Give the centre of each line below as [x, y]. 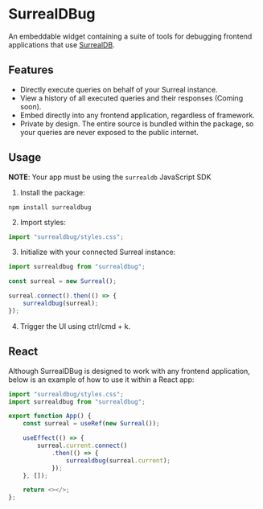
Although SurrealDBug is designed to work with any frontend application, [129, 371]
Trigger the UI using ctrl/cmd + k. [75, 326]
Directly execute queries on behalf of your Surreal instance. [119, 89]
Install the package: [53, 192]
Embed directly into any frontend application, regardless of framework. [137, 115]
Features [31, 70]
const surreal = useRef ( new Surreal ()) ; [91, 424]
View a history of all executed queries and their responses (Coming [131, 98]
